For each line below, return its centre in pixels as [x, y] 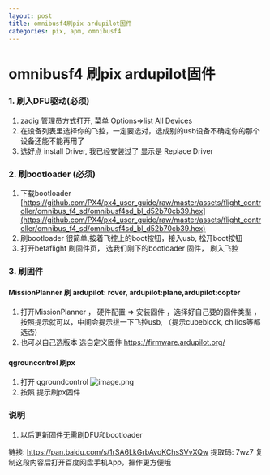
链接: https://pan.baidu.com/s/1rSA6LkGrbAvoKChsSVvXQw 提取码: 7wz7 [131, 451]
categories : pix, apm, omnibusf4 [65, 31]
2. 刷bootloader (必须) [52, 174]
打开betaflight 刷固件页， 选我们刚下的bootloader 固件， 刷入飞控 [129, 248]
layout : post [30, 16]
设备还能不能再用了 [52, 141]
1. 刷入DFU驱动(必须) [49, 101]
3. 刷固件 [26, 272]
